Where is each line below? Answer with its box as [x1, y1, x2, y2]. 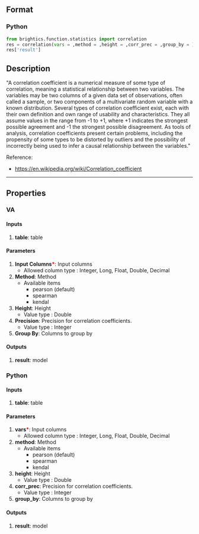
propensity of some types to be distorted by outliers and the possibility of [6, 136, 185, 143]
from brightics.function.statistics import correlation [6, 36, 147, 42]
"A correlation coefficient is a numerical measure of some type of [6, 80, 166, 87]
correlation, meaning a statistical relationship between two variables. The [6, 85, 185, 93]
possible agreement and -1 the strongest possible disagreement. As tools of [6, 123, 191, 131]
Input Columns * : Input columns [14, 260, 93, 268]
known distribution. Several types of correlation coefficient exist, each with [6, 104, 190, 112]
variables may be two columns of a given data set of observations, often [6, 92, 182, 99]
